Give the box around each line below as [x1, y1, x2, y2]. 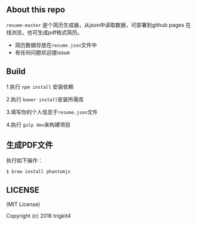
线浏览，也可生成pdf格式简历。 [6, 29, 83, 36]
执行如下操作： [6, 157, 43, 164]
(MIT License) [6, 201, 41, 208]
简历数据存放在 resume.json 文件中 [14, 41, 97, 48]
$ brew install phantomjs [6, 169, 70, 175]
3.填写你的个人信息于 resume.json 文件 [6, 108, 98, 115]
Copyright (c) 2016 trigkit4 [6, 212, 71, 220]
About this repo [6, 5, 66, 15]
